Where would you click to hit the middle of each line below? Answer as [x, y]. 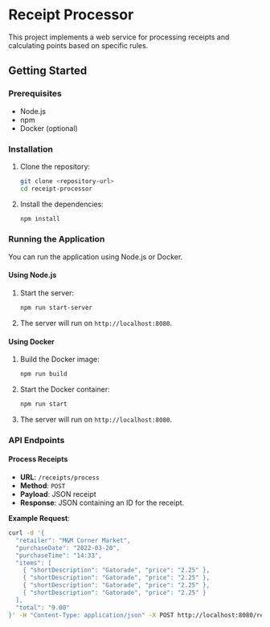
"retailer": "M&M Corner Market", [73, 540]
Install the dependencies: [62, 204]
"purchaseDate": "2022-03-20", [68, 548]
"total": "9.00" [43, 608]
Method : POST [43, 486]
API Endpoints [37, 440]
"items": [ [34, 563]
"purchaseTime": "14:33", [59, 556]
